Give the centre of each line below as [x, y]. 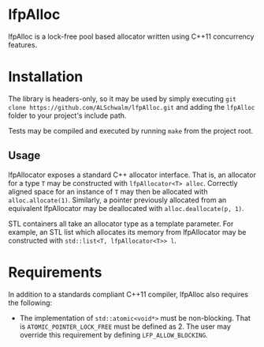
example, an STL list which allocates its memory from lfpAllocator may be [127, 232]
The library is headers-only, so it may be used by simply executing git [122, 98]
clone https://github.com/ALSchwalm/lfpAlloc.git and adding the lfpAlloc [132, 107]
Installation [46, 77]
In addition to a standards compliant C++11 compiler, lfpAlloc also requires [128, 294]
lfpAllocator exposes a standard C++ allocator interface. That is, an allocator [132, 175]
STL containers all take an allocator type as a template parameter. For [121, 224]
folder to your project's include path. [67, 115]
